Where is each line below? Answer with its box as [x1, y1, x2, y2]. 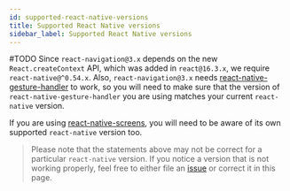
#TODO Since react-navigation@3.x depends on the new [9, 54, 218, 65]
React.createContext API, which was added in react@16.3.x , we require [9, 63, 270, 73]
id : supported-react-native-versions [9, 12, 149, 22]
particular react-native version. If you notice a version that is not [30, 154, 270, 164]
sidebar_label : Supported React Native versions [9, 29, 192, 38]
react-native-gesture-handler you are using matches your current [9, 91, 254, 102]
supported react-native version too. [9, 127, 143, 138]
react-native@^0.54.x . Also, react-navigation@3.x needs [9, 73, 218, 83]
